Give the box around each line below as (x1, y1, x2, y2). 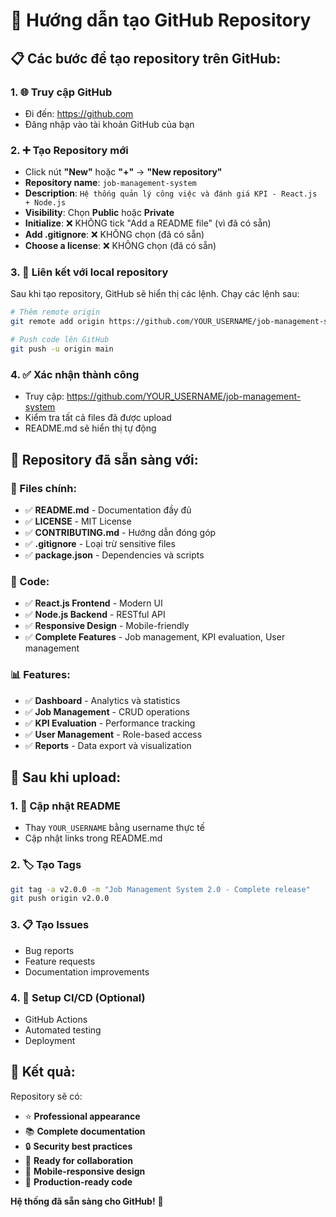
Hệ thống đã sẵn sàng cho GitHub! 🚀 (10, 1195, 164, 1207)
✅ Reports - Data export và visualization (24, 739, 192, 751)
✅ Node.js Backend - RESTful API (24, 609, 166, 621)
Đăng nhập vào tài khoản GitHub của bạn (24, 118, 195, 130)
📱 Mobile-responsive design (24, 1165, 146, 1177)
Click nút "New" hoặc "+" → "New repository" (24, 166, 223, 178)
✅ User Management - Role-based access (24, 728, 203, 740)
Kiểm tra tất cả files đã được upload (24, 412, 172, 424)
